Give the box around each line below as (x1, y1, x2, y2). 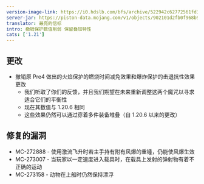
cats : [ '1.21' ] (6, 32, 45, 38)
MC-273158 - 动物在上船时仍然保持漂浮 (15, 171, 114, 178)
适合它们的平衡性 (24, 96, 67, 103)
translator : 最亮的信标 (6, 20, 62, 26)
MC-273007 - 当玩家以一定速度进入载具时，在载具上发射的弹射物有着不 (15, 155, 195, 163)
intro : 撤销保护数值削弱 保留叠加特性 (6, 26, 92, 32)
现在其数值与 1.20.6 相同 (24, 103, 85, 110)
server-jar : (6, 15, 36, 21)
